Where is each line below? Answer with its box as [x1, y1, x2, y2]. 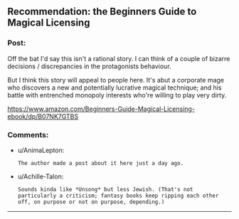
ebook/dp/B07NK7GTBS [7, 112, 79, 120]
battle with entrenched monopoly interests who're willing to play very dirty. [7, 90, 227, 99]
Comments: [7, 129, 49, 139]
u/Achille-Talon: [17, 172, 64, 181]
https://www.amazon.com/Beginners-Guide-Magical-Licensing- [7, 105, 196, 113]
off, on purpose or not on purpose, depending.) [17, 198, 165, 205]
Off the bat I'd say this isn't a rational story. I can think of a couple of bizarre [7, 54, 230, 63]
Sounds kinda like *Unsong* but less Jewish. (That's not [17, 186, 193, 193]
